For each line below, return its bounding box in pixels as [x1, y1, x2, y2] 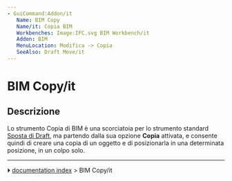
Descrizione [7, 106, 61, 117]
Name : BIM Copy [16, 17, 60, 23]
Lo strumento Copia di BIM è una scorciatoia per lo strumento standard [7, 124, 209, 132]
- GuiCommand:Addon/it [7, 10, 72, 17]
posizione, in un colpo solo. [7, 146, 86, 154]
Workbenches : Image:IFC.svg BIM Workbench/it [16, 29, 150, 37]
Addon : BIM [16, 36, 48, 43]
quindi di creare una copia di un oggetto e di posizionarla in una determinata [7, 139, 224, 147]
